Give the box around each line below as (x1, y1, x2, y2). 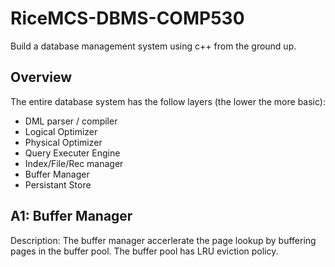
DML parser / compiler (24, 115, 118, 127)
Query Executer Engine (24, 147, 121, 159)
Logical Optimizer (24, 125, 98, 137)
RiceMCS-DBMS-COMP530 (10, 7, 245, 30)
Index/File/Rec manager (24, 157, 124, 169)
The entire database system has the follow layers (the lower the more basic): (10, 95, 326, 107)
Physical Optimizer (24, 136, 103, 148)
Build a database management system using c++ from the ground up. (10, 40, 297, 52)
